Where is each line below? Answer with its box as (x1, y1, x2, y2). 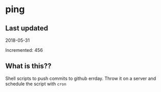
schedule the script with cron (5, 80, 66, 87)
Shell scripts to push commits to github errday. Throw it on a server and (5, 75, 156, 81)
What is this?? (5, 62, 52, 71)
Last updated (5, 24, 49, 33)
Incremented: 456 (5, 47, 43, 53)
